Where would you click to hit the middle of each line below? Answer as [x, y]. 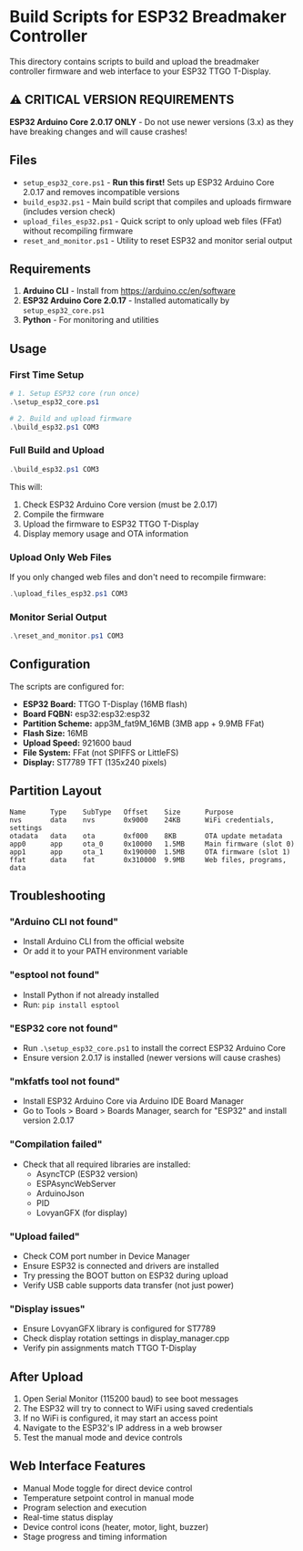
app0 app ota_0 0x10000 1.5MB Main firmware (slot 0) [152, 844]
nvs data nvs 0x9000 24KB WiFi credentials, [142, 820]
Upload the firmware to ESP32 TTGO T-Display [111, 524]
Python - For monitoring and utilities [91, 320]
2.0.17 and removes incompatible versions [101, 192]
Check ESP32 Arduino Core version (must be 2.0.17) [120, 505]
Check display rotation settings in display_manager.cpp [126, 1338]
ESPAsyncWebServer [76, 1183]
